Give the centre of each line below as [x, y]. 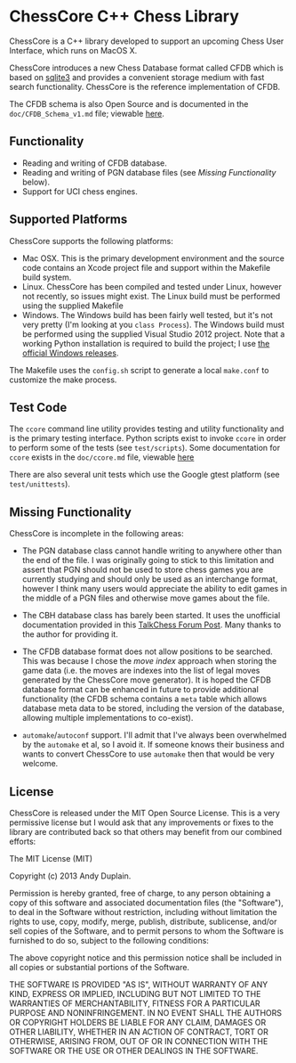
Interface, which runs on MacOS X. [73, 50]
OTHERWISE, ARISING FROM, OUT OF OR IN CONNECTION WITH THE [139, 1041]
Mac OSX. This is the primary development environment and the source [153, 258]
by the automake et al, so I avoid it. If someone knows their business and [153, 745]
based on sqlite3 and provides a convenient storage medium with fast [137, 77]
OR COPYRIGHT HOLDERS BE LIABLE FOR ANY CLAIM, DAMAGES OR [138, 1022]
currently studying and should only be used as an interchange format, [150, 579]
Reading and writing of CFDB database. [94, 163]
